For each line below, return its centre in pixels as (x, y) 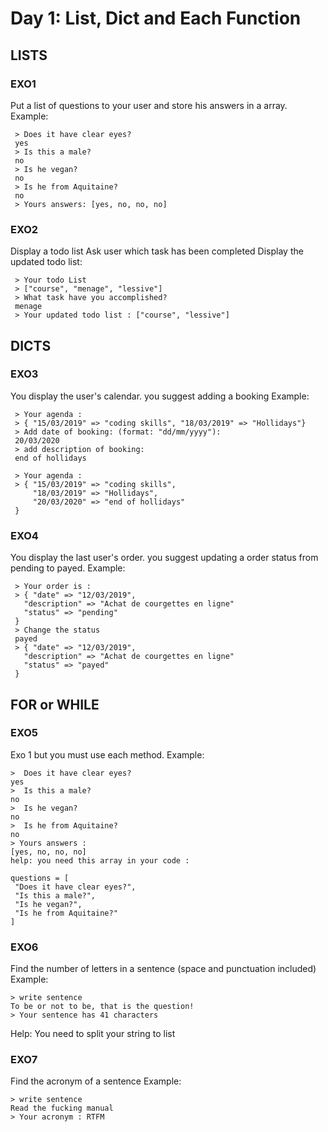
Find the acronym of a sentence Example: (96, 1081)
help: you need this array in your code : (100, 860)
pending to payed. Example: (68, 568)
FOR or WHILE (55, 704)
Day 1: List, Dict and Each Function (156, 18)
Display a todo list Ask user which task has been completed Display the (157, 251)
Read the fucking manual (62, 1108)
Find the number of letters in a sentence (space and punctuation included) (163, 969)
